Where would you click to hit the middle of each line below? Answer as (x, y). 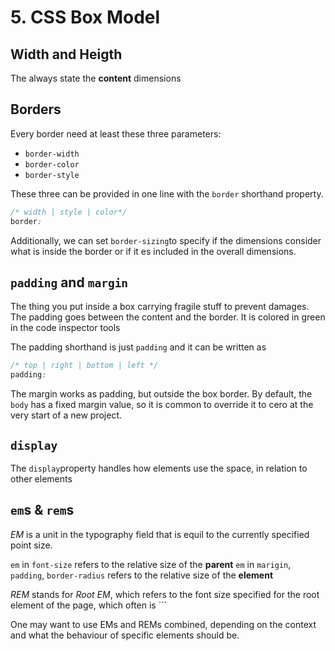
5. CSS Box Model (85, 17)
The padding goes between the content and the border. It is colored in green (168, 317)
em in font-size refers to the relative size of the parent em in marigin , (151, 564)
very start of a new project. (66, 415)
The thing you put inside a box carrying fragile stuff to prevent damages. (160, 307)
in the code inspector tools (65, 328)
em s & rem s (42, 510)
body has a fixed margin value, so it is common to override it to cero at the (162, 405)
